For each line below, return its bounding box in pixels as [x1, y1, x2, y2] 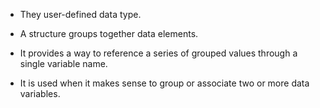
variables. [19, 88, 61, 99]
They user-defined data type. [19, 9, 142, 20]
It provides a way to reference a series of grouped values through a [19, 47, 298, 59]
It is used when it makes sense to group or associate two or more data [19, 77, 310, 89]
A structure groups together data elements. [19, 28, 199, 39]
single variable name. [19, 58, 108, 69]
